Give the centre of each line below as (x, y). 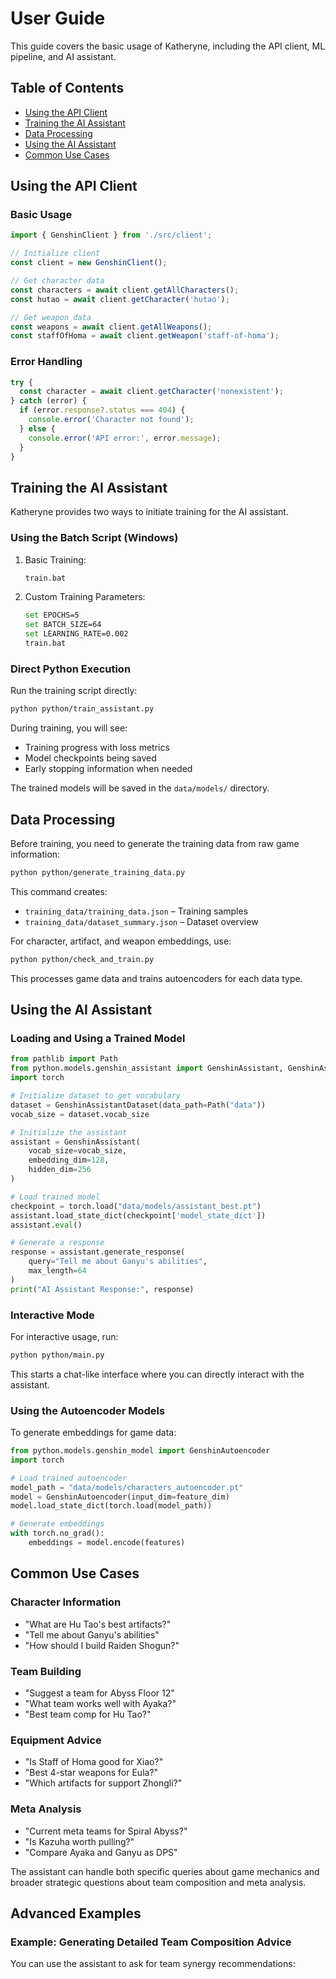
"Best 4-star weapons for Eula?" (91, 1773)
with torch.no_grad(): (57, 1533)
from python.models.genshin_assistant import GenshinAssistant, (147, 1068)
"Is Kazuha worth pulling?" (79, 1841)
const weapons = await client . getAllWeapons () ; (111, 327)
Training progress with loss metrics (97, 748)
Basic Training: (55, 559)
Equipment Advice (56, 1740)
